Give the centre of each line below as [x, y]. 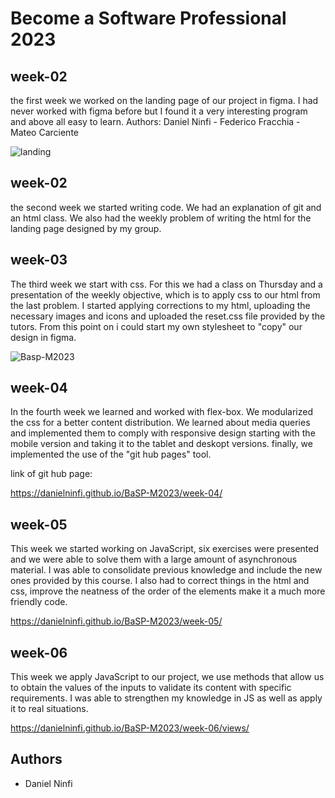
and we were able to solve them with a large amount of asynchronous [154, 559]
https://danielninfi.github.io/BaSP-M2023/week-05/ [116, 621]
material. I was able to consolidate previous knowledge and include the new [166, 570]
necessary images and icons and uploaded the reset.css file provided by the [168, 316]
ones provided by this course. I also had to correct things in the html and [160, 581]
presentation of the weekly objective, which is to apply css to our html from [165, 294]
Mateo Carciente [44, 132]
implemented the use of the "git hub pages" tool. [111, 454]
